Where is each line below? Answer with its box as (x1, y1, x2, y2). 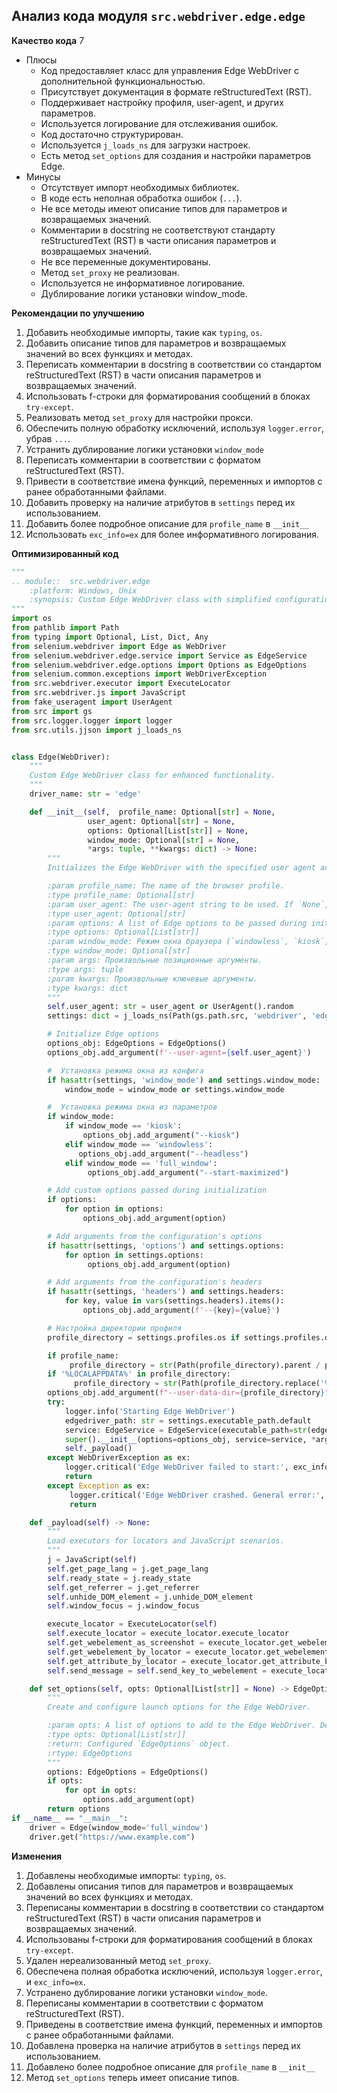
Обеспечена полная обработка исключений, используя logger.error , (25, 1965, 323, 1977)
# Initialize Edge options (47, 1029, 160, 1039)
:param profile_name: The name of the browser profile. (47, 881, 285, 891)
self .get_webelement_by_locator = (47, 1647, 191, 1657)
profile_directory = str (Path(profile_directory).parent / (69, 1360, 321, 1370)
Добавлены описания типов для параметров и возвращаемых (25, 1880, 294, 1892)
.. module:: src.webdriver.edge (11, 576, 151, 586)
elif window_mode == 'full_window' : (64, 1158, 218, 1168)
